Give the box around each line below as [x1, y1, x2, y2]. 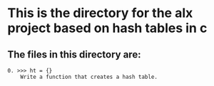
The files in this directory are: [7, 48, 141, 60]
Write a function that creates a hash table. [20, 73, 158, 80]
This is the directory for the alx [7, 5, 193, 21]
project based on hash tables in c [7, 20, 208, 36]
